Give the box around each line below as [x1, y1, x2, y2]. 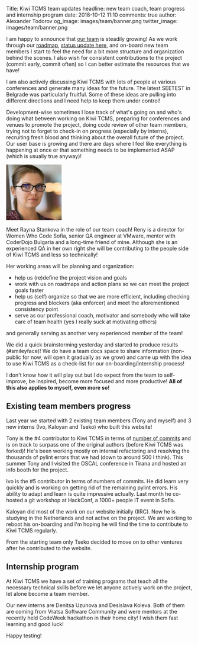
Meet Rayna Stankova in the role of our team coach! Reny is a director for [6, 226, 185, 233]
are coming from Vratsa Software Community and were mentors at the [6, 608, 177, 615]
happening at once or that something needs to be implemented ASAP [6, 146, 175, 153]
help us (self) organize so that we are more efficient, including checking [14, 293, 190, 300]
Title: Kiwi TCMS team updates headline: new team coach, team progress [6, 5, 185, 12]
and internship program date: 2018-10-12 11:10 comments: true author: [6, 11, 177, 18]
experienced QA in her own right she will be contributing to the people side [6, 245, 189, 252]
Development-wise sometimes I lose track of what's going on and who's [6, 109, 182, 115]
